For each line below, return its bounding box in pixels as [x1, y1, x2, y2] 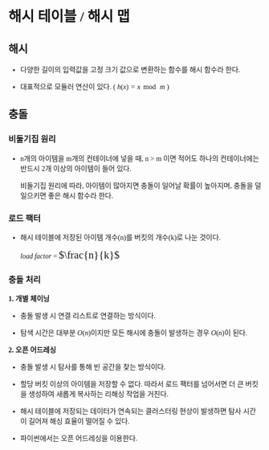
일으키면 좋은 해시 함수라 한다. [19, 191, 114, 200]
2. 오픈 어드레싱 [8, 346, 56, 354]
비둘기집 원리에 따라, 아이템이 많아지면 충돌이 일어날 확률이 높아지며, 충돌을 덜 [19, 182, 262, 190]
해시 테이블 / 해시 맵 [8, 9, 130, 25]
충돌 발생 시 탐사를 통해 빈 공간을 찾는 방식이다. [19, 363, 166, 372]
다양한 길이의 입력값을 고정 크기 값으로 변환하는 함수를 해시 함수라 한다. [19, 66, 241, 74]
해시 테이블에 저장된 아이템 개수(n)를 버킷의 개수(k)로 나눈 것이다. [19, 233, 221, 242]
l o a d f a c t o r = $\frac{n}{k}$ [19, 248, 120, 261]
